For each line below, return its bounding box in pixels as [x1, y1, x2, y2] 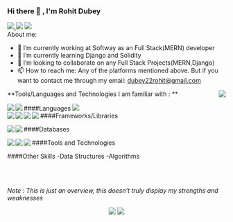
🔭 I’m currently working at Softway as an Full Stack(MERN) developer [17, 44, 215, 52]
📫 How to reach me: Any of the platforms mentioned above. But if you [17, 66, 218, 75]
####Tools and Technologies [32, 138, 116, 147]
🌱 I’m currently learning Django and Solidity [17, 51, 141, 60]
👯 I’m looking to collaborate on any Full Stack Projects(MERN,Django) [17, 58, 215, 67]
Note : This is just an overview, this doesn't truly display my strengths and [7, 187, 218, 195]
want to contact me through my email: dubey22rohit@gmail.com [17, 77, 201, 85]
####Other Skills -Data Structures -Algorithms [7, 152, 140, 161]
